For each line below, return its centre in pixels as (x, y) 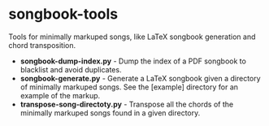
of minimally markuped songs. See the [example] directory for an (129, 87)
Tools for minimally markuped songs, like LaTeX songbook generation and (132, 37)
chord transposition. (42, 45)
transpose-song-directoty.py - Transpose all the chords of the (127, 104)
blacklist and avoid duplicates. (71, 69)
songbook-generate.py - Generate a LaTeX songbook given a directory (141, 78)
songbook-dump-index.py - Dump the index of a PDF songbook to (133, 61)
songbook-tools (63, 14)
